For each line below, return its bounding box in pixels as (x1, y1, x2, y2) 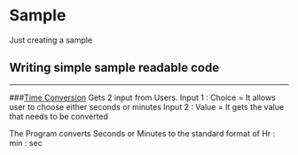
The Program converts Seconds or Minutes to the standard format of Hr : (9, 128, 276, 138)
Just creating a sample (9, 35, 93, 45)
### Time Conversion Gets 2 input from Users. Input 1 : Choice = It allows (9, 92, 277, 103)
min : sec (9, 137, 43, 148)
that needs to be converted (9, 111, 109, 121)
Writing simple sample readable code (9, 60, 220, 75)
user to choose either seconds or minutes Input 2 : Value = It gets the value (9, 101, 285, 112)
